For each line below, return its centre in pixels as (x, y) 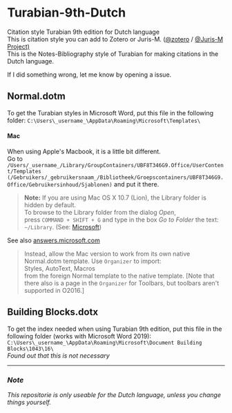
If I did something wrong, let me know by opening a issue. (89, 75)
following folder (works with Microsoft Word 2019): (79, 336)
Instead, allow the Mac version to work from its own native (107, 253)
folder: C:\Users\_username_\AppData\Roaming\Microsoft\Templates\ (104, 120)
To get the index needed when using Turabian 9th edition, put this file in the (115, 329)
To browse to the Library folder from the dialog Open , (100, 212)
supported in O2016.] (54, 290)
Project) (18, 46)
